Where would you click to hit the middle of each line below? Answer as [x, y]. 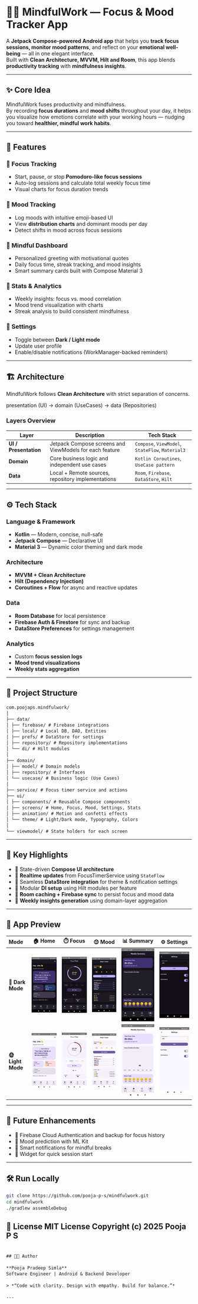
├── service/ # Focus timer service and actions [67, 790]
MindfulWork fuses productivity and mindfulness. [66, 104]
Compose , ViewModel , [158, 444]
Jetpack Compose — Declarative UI [59, 541]
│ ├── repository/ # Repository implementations [67, 743]
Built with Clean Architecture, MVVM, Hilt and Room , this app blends [91, 60]
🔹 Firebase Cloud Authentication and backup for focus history [90, 1135]
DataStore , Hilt [154, 479]
